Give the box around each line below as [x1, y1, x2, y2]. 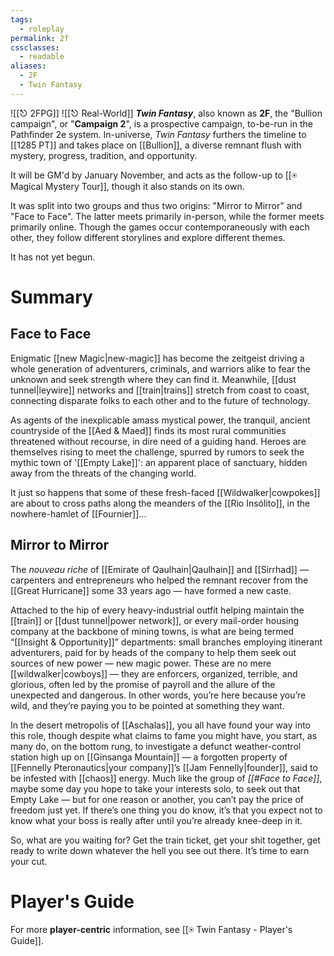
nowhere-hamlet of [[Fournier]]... [10, 507, 147, 520]
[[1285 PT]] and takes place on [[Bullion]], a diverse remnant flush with [10, 139, 302, 151]
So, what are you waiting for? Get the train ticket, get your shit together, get [10, 834, 321, 846]
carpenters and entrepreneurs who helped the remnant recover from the [10, 574, 309, 586]
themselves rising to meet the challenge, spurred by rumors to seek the [10, 446, 305, 458]
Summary [10, 286, 93, 308]
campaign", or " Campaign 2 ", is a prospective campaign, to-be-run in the [10, 117, 313, 130]
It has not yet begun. [10, 251, 96, 263]
